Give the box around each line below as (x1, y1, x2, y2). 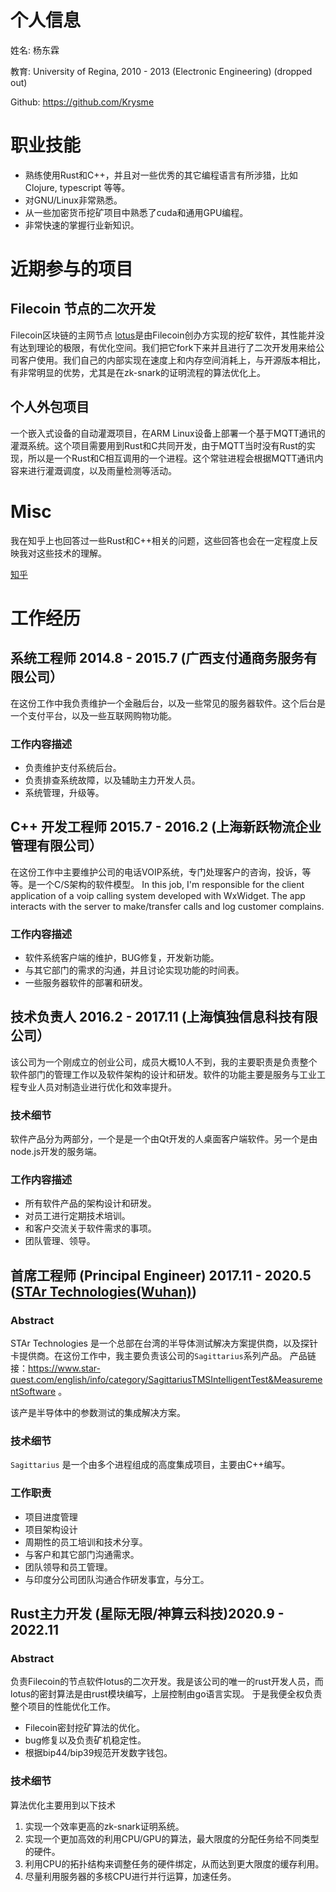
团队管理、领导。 (24, 1235, 96, 1247)
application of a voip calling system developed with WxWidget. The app (10, 889, 306, 901)
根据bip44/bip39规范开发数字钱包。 (24, 1747, 173, 1759)
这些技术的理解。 (36, 547, 107, 559)
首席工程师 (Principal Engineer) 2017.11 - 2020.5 (10, 1267, 312, 1284)
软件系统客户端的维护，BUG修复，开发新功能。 (24, 952, 220, 964)
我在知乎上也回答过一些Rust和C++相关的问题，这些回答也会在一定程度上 (10, 534, 310, 546)
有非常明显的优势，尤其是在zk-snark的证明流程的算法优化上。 (10, 366, 266, 378)
